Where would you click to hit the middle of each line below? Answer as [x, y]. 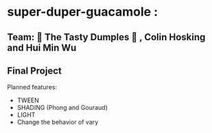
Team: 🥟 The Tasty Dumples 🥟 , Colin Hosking [106, 37]
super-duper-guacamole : [83, 12]
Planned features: [32, 87]
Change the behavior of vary [58, 122]
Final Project [34, 71]
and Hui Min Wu [42, 47]
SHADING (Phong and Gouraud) [62, 108]
